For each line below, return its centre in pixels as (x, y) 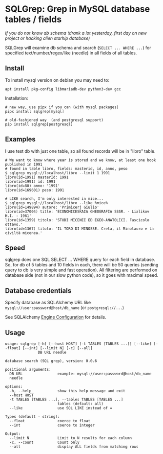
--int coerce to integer (52, 425)
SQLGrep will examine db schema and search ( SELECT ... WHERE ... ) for (78, 48)
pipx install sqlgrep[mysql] (35, 111)
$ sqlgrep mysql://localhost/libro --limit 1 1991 (58, 173)
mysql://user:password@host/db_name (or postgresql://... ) (65, 308)
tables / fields (33, 19)
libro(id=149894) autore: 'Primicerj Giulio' (52, 207)
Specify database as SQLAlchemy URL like (48, 303)
